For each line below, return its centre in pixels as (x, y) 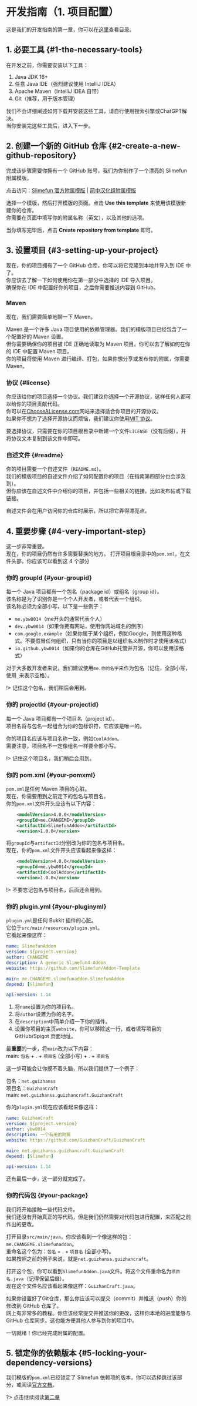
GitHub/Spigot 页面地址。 (45, 1036)
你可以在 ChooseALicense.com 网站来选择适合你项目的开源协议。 (84, 411)
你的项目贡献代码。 (39, 404)
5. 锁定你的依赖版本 (41, 1353)
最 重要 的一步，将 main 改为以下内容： (50, 1049)
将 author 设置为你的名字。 (46, 1014)
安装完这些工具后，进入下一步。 (55, 125)
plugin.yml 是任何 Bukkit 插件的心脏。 (51, 920)
